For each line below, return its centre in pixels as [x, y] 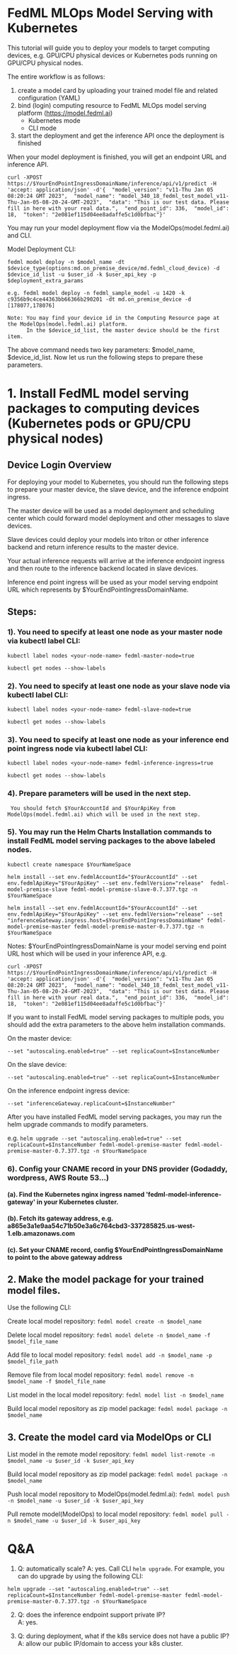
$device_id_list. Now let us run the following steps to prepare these [105, 357]
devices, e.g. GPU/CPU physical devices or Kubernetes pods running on [112, 55]
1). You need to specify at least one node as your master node [115, 632]
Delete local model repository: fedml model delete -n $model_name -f [109, 1335]
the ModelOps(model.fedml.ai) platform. [68, 324]
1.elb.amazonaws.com [41, 1233]
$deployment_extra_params [45, 281]
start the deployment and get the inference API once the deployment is [121, 135]
